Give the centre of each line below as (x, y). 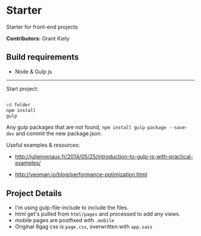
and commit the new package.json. (59, 133)
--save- (179, 128)
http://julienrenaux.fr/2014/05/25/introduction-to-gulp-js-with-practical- (104, 157)
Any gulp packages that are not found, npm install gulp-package (86, 127)
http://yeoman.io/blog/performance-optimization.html (81, 175)
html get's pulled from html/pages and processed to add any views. (98, 214)
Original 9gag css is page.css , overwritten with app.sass (83, 226)
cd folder (19, 105)
